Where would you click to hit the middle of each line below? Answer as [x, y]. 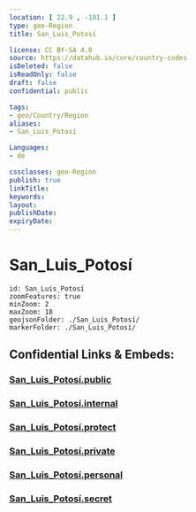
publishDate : [33, 213]
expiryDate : [31, 221]
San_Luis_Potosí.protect [63, 428]
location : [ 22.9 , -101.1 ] [63, 17]
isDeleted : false [41, 66]
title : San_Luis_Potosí [53, 34]
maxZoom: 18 [31, 312]
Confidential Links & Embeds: [92, 355]
